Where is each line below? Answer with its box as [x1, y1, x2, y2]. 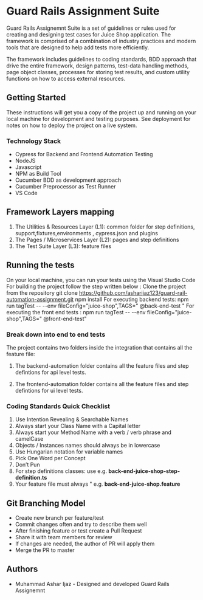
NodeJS [15, 157, 36, 165]
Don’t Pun [15, 461, 41, 469]
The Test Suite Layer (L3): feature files [15, 242, 112, 250]
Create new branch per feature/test [15, 514, 105, 522]
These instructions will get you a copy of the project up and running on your [6, 108, 196, 116]
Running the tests [6, 260, 75, 271]
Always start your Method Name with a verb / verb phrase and [15, 429, 171, 436]
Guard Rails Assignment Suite [6, 4, 160, 18]
